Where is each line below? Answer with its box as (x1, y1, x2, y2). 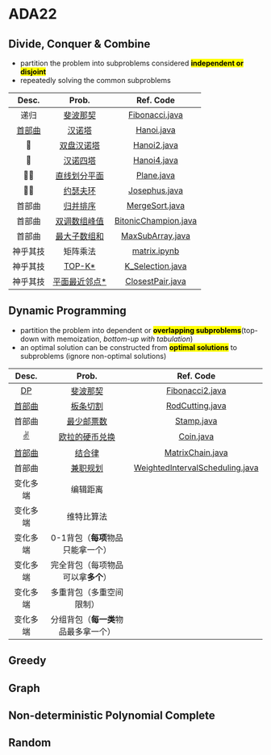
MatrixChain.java (164, 447, 228, 458)
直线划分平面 (55, 170, 105, 181)
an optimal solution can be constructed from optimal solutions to (19, 342, 238, 352)
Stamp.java (174, 415, 218, 426)
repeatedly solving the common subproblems (19, 76, 171, 85)
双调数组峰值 (55, 215, 105, 227)
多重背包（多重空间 (50, 586, 123, 598)
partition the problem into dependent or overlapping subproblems (19, 325, 242, 335)
